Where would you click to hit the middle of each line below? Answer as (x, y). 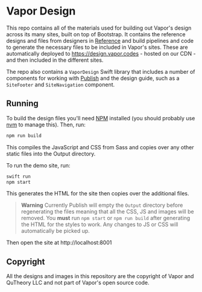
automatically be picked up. (55, 231)
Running (23, 104)
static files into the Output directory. (51, 154)
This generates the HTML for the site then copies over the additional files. (98, 193)
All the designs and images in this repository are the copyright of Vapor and (100, 276)
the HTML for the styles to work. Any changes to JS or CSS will (99, 224)
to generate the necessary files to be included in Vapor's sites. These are (97, 47)
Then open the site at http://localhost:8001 (59, 242)
